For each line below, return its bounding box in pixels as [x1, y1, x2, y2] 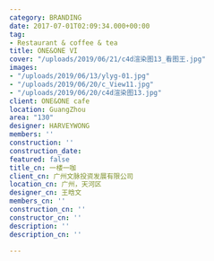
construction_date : [9, 146, 82, 155]
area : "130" [9, 113, 54, 122]
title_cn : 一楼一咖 [9, 163, 77, 172]
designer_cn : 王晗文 [9, 188, 82, 197]
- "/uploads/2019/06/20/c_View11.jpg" [9, 80, 154, 89]
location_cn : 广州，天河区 [9, 180, 102, 189]
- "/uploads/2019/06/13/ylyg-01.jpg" [9, 72, 150, 81]
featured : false [9, 154, 70, 164]
